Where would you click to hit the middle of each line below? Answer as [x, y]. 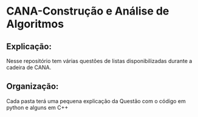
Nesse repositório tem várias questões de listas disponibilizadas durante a [99, 61]
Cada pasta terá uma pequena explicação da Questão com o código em [96, 101]
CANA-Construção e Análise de [88, 11]
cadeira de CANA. [29, 67]
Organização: [32, 86]
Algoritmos [35, 24]
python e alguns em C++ [37, 107]
